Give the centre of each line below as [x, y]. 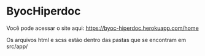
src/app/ [17, 46]
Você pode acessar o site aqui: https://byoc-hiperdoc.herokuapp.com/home [103, 28]
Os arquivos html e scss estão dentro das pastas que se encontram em [96, 40]
